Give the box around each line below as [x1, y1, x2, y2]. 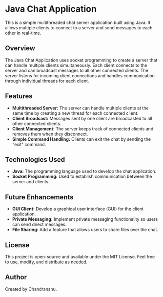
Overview [5, 44, 36, 52]
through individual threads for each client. [5, 78, 89, 84]
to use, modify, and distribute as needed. [5, 259, 88, 265]
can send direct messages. [12, 221, 67, 228]
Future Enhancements [5, 193, 74, 201]
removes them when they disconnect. [12, 131, 88, 137]
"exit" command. [12, 141, 46, 147]
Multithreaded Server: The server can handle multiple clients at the [12, 105, 149, 111]
